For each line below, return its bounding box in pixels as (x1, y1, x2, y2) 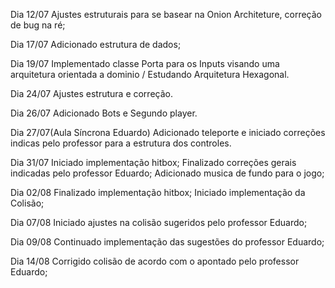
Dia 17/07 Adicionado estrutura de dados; (10, 39, 182, 50)
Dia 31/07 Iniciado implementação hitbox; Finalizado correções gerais (10, 157, 297, 168)
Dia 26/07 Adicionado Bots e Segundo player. (10, 107, 198, 119)
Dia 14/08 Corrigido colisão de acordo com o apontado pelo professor (10, 255, 300, 267)
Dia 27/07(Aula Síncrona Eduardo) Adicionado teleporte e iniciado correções (10, 127, 326, 138)
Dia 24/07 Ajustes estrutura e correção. (10, 88, 173, 99)
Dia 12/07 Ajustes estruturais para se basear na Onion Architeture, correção (10, 9, 322, 20)
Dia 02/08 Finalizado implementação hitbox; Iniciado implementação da (10, 187, 306, 198)
